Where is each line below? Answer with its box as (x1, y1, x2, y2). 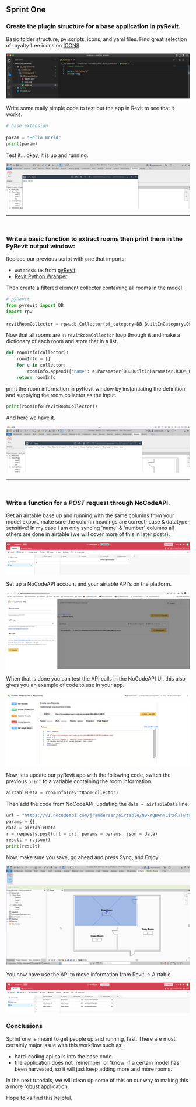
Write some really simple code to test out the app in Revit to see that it (6, 104, 174, 111)
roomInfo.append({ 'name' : (27, 368, 90, 374)
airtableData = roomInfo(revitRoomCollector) (6, 790, 118, 796)
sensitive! (6, 524, 29, 532)
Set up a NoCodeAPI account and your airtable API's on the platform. (6, 580, 172, 587)
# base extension (6, 122, 48, 128)
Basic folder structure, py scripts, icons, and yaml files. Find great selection (6, 35, 187, 43)
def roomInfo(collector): (6, 350, 69, 356)
